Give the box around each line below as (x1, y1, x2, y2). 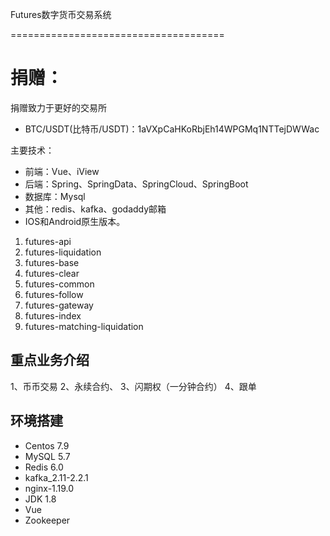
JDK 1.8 (24, 493, 57, 505)
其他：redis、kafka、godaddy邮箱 (24, 203, 167, 215)
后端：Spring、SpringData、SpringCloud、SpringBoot (24, 178, 249, 190)
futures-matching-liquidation (24, 320, 144, 332)
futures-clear (24, 267, 80, 279)
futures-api (24, 235, 72, 247)
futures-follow (24, 288, 84, 300)
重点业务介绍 (10, 352, 90, 369)
